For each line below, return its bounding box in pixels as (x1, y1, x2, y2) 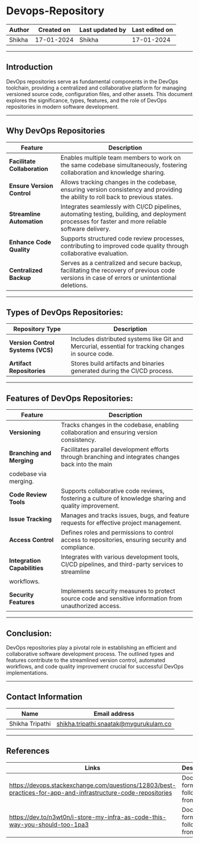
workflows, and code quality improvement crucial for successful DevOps (6, 663, 184, 670)
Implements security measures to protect (60, 587, 176, 595)
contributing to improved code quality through (60, 241, 188, 250)
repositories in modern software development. (6, 103, 120, 110)
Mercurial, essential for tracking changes (70, 342, 185, 351)
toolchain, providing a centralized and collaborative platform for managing (6, 84, 187, 91)
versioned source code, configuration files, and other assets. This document (6, 90, 193, 97)
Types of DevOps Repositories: (6, 307, 123, 317)
